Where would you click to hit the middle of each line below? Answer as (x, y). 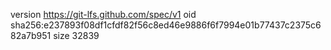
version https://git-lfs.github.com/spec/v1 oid (103, 14)
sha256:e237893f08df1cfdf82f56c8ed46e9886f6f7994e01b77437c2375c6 (166, 25)
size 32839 (76, 35)
